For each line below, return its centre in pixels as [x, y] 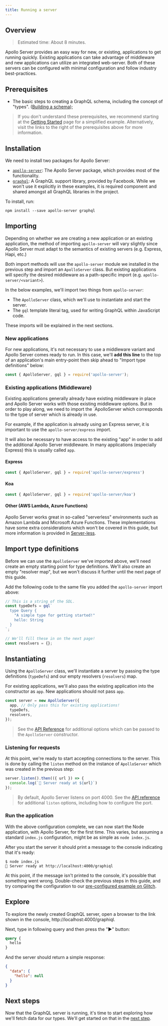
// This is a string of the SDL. [40, 601]
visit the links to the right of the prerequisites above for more [80, 127]
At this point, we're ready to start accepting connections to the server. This [82, 758]
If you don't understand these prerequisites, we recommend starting [88, 117]
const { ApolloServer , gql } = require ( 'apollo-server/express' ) [75, 472]
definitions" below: [25, 365]
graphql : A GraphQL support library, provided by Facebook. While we [84, 181]
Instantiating [26, 659]
